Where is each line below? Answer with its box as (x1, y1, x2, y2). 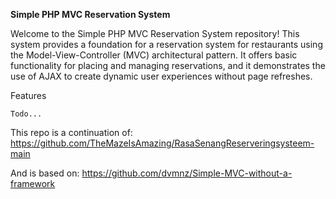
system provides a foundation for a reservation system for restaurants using (10, 39, 323, 50)
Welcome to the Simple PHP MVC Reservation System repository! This (10, 28, 300, 39)
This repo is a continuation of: (10, 127, 133, 138)
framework (10, 178, 56, 189)
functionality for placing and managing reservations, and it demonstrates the (10, 60, 326, 71)
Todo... (10, 109, 43, 119)
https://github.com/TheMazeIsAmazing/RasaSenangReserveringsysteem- (10, 137, 315, 149)
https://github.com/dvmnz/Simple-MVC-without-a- (81, 167, 293, 179)
